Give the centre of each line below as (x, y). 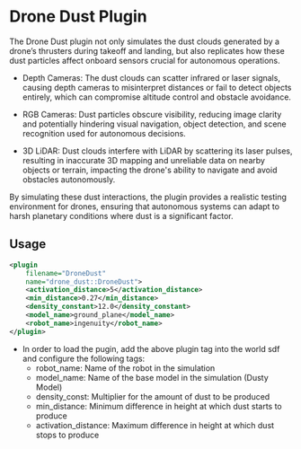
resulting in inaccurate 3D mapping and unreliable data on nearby (143, 160)
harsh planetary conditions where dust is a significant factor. (121, 216)
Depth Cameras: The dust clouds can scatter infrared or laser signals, (151, 77)
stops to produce (67, 435)
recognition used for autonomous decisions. (104, 133)
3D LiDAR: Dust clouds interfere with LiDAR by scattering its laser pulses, (157, 151)
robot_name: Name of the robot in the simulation (125, 368)
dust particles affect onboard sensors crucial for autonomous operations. (145, 60)
